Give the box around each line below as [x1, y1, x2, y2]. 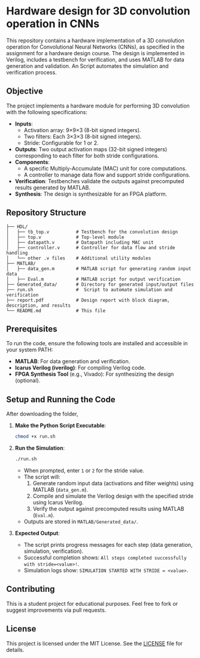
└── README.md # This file [6, 307, 106, 313]
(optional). [14, 377, 41, 384]
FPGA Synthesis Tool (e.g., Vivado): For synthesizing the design [14, 370, 174, 378]
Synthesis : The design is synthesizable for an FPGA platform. [14, 190, 168, 198]
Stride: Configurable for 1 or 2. [23, 139, 99, 146]
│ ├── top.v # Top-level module [6, 234, 125, 240]
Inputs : [14, 120, 33, 127]
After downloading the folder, [6, 410, 78, 418]
